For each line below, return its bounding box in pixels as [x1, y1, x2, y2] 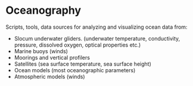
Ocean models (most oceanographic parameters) [14, 66, 136, 73]
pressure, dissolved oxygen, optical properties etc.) [14, 41, 141, 48]
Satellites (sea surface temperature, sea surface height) [14, 60, 151, 67]
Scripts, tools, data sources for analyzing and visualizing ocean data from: [5, 23, 188, 30]
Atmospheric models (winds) [14, 73, 85, 80]
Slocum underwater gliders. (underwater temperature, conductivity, [14, 35, 180, 42]
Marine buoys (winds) [14, 47, 68, 54]
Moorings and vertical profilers [14, 54, 91, 61]
